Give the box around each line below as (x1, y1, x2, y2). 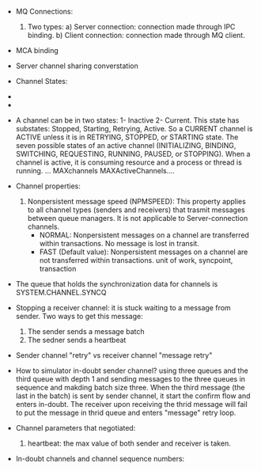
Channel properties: (15, 181, 81, 191)
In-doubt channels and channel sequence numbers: (15, 454, 185, 463)
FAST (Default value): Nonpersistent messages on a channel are (39, 247, 248, 256)
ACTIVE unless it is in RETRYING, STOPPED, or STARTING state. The (15, 132, 239, 142)
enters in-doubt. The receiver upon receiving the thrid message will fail (15, 400, 248, 408)
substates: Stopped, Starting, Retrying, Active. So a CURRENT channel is (15, 124, 253, 133)
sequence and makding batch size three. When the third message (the (15, 383, 245, 392)
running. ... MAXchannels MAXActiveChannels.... (15, 166, 176, 175)
